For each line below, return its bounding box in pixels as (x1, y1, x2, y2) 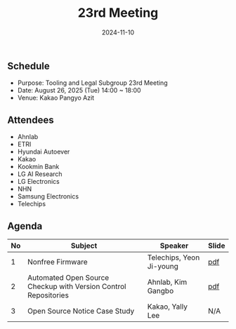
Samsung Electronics (17, 192, 79, 201)
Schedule (7, 60, 51, 72)
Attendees (7, 114, 54, 126)
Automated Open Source (27, 272, 110, 282)
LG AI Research (17, 170, 63, 178)
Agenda (7, 220, 43, 232)
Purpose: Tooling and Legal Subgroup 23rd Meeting (17, 79, 168, 87)
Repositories (27, 290, 69, 300)
